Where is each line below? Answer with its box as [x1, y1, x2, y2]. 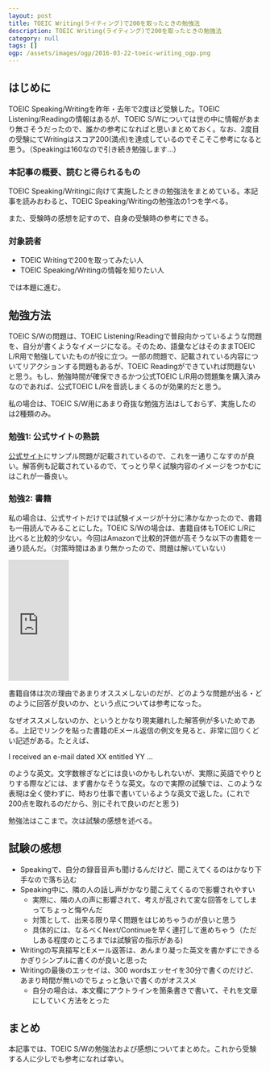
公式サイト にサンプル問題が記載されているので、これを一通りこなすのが [8, 450, 248, 460]
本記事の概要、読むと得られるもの [8, 166, 141, 177]
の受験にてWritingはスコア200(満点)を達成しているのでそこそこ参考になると [8, 134, 262, 143]
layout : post [8, 11, 52, 20]
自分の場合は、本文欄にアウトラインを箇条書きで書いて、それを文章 [31, 985, 258, 995]
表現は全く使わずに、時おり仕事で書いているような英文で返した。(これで [8, 788, 251, 798]
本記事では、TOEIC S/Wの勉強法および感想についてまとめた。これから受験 [8, 1044, 257, 1054]
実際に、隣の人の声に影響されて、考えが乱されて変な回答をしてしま [31, 895, 258, 904]
